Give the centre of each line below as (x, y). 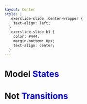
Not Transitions (36, 96)
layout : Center (20, 9)
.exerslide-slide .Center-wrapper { (46, 18)
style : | (13, 14)
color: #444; (26, 37)
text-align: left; (32, 23)
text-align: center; (34, 45)
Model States (32, 74)
